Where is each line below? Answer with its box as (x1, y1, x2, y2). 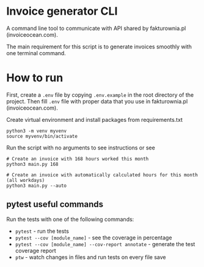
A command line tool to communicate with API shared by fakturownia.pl (6, 24, 186, 32)
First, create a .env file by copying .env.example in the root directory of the (6, 91, 194, 99)
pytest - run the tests (15, 227, 69, 235)
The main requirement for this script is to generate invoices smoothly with (6, 43, 192, 50)
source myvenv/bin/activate (6, 133, 78, 139)
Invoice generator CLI (6, 4, 118, 18)
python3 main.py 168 (6, 161, 59, 167)
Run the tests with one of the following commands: (6, 216, 134, 223)
